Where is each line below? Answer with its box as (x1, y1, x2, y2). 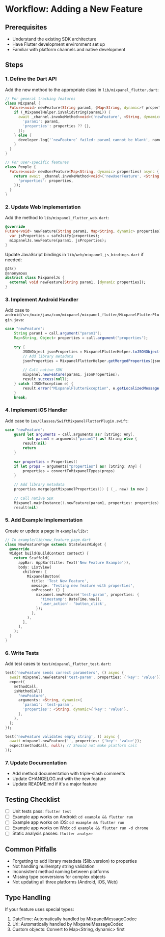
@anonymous (5, 271, 27, 276)
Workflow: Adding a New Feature (5, 3, 143, 15)
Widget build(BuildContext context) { (9, 551, 89, 556)
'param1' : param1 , (23, 119, 60, 124)
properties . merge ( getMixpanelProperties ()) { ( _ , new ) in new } (14, 487, 148, 492)
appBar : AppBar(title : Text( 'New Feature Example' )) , (18, 560, 131, 565)
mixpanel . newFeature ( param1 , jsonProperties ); (23, 372, 120, 377)
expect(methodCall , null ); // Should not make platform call (9, 743, 137, 748)
